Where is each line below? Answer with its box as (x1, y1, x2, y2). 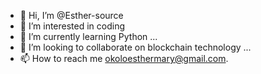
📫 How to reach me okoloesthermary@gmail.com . (19, 53, 229, 64)
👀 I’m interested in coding (19, 20, 126, 32)
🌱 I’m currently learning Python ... (19, 31, 158, 42)
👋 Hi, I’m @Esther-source (19, 10, 124, 21)
